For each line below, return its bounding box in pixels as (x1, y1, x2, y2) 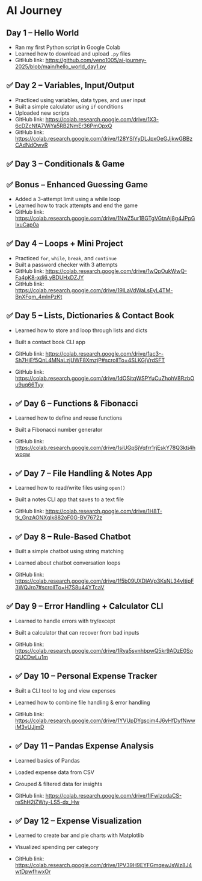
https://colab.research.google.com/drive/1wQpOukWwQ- (45, 267, 188, 275)
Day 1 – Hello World (6, 28, 79, 38)
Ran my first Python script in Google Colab (14, 43, 121, 51)
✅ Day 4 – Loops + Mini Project (6, 239, 123, 249)
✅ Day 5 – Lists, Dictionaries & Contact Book (6, 310, 174, 321)
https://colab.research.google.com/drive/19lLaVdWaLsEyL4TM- (14, 286, 173, 293)
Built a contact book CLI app (14, 338, 86, 345)
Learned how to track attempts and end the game (14, 202, 138, 209)
